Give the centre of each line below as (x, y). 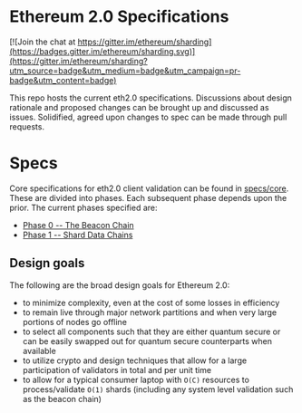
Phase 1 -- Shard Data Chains (78, 235)
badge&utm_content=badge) (63, 80)
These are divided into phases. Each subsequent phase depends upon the (148, 197)
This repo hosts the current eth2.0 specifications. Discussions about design (151, 98)
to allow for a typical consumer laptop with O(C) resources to (136, 379)
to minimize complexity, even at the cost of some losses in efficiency (151, 303)
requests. (27, 126)
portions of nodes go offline (74, 322)
